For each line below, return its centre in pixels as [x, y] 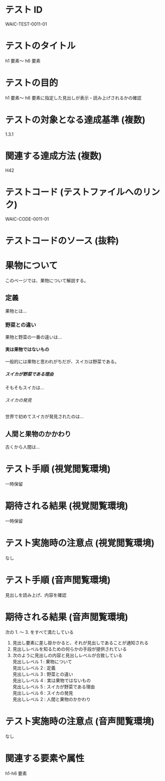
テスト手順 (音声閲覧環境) [58, 580]
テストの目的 [32, 83]
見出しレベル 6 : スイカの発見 [43, 693]
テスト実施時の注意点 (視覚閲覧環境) [80, 543]
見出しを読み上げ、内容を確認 [36, 595]
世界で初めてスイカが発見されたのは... [45, 416]
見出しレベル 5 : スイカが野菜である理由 [54, 687]
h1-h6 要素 [16, 773]
